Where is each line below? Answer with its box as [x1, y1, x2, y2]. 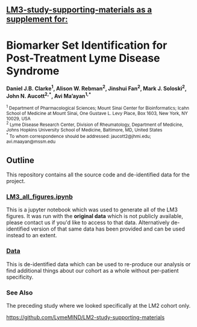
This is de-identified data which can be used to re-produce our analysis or [6, 260, 191, 267]
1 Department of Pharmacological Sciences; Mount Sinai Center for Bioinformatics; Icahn [6, 104, 190, 111]
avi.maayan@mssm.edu [6, 139, 56, 145]
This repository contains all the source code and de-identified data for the [6, 171, 190, 178]
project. [6, 178, 26, 185]
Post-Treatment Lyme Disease [6, 51, 161, 65]
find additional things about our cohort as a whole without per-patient [6, 267, 179, 274]
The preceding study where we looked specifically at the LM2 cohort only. [6, 302, 191, 310]
